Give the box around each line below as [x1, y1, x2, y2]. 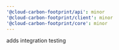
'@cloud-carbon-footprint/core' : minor [6, 20, 108, 26]
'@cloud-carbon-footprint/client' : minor [6, 15, 114, 21]
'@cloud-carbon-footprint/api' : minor [6, 9, 105, 15]
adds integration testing [6, 37, 66, 45]
